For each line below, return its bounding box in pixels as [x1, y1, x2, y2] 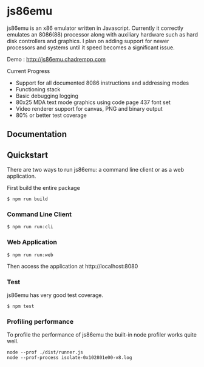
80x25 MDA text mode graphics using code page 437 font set [15, 99, 171, 106]
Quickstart [7, 150, 49, 160]
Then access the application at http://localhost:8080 [7, 262, 138, 270]
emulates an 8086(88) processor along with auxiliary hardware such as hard [7, 30, 199, 38]
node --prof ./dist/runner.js [7, 349, 84, 355]
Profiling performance [7, 317, 74, 326]
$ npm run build [7, 196, 48, 202]
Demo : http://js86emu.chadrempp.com [7, 55, 106, 63]
